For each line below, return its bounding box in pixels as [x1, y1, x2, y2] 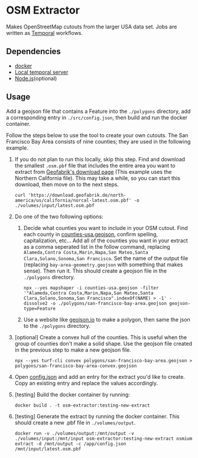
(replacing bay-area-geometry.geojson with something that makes [23, 261, 183, 268]
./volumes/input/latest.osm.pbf [14, 202, 95, 209]
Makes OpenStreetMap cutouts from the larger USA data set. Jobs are [6, 23, 177, 30]
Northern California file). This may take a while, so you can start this [14, 174, 180, 181]
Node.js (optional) [14, 74, 57, 82]
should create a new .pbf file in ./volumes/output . [14, 419, 136, 426]
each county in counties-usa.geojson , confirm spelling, [23, 230, 158, 238]
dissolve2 [23, 300, 48, 306]
